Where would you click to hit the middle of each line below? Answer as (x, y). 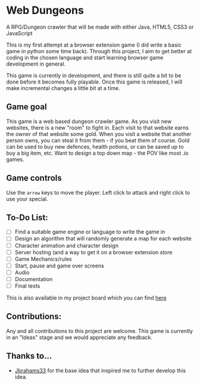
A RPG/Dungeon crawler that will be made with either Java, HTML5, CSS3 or (100, 27)
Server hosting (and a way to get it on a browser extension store (93, 252)
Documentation (34, 279)
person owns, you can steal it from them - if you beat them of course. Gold (98, 140)
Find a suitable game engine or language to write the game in (90, 232)
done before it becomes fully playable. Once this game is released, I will (94, 82)
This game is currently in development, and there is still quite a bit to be (94, 75)
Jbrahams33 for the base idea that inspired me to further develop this (100, 370)
